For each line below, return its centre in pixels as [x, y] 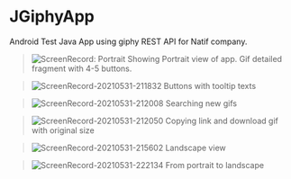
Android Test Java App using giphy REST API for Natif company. [128, 41]
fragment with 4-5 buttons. [82, 68]
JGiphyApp [52, 17]
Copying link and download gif [222, 121]
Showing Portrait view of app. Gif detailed [205, 58]
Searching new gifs [201, 103]
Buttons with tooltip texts [210, 85]
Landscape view [196, 148]
